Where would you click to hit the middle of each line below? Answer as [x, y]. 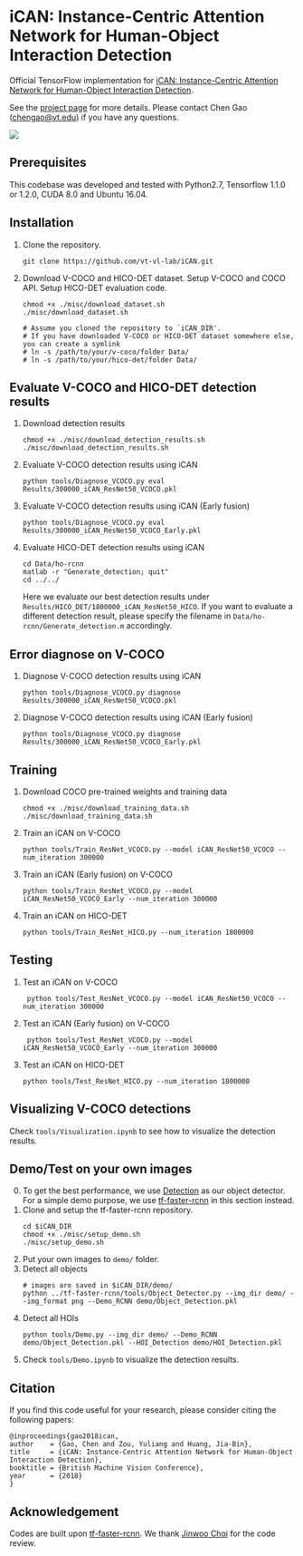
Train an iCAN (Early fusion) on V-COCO [98, 874]
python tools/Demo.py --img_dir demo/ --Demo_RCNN [120, 1335]
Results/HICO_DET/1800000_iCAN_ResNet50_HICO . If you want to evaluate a [158, 607]
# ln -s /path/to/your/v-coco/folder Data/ [106, 352]
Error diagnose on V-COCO [87, 654]
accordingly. [149, 626]
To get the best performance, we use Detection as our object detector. [154, 1191]
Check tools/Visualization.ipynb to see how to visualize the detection [142, 1131]
